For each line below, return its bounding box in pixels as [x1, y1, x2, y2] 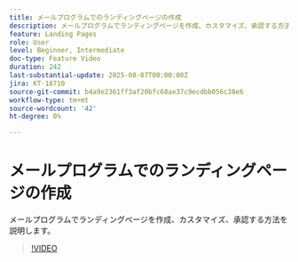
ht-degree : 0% [9, 112, 62, 121]
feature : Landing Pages [9, 29, 98, 38]
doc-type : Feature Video [9, 54, 101, 63]
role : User [9, 37, 50, 47]
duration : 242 [9, 63, 62, 72]
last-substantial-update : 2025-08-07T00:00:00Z [9, 71, 189, 80]
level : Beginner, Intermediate [9, 46, 125, 55]
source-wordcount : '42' [9, 104, 98, 113]
